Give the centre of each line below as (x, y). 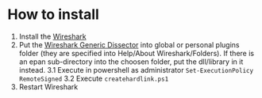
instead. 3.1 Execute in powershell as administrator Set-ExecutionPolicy (136, 70)
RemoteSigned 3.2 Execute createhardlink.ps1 (94, 78)
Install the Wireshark (52, 36)
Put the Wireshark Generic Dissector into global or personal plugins (129, 44)
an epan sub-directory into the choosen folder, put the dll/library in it (131, 62)
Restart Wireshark (48, 87)
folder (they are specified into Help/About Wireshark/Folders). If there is (137, 53)
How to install (54, 15)
